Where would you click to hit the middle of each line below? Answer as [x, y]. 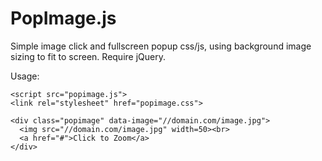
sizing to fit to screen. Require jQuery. [88, 56]
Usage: [25, 76]
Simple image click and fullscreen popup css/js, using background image [161, 46]
